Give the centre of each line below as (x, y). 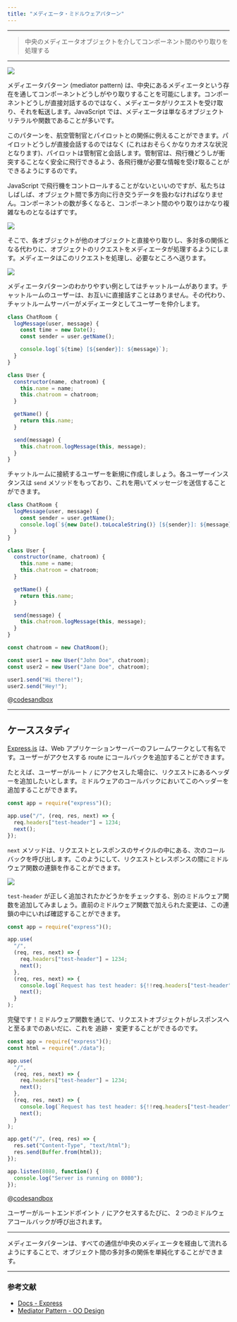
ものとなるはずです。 (50, 212)
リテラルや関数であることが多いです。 (63, 120)
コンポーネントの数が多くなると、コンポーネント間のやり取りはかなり (121, 203)
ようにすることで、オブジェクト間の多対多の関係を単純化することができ (112, 1251)
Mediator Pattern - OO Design (61, 1310)
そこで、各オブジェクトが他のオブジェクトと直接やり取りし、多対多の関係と (119, 240)
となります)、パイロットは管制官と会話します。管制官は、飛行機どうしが (113, 153)
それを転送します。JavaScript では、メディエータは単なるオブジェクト (122, 111)
